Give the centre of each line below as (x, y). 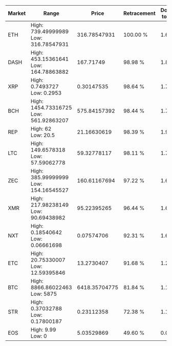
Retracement (139, 13)
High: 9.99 (43, 330)
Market (17, 13)
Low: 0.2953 (46, 93)
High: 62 (41, 129)
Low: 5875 (44, 294)
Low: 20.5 (43, 135)
